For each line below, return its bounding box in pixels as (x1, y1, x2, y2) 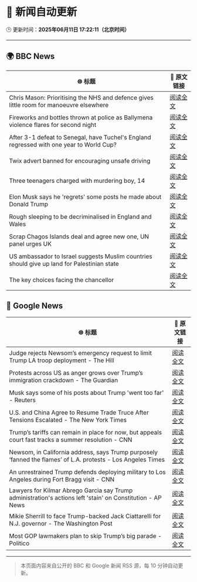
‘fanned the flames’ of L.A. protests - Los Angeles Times (9, 455, 165, 463)
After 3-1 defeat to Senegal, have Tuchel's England (9, 133, 151, 141)
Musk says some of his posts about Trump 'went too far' (9, 389, 164, 397)
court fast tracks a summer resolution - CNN (9, 436, 133, 444)
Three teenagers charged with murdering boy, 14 (9, 176, 145, 185)
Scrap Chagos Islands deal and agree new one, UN (9, 232, 150, 240)
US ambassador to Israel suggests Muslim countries (9, 252, 152, 260)
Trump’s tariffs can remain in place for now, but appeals (9, 428, 162, 436)
